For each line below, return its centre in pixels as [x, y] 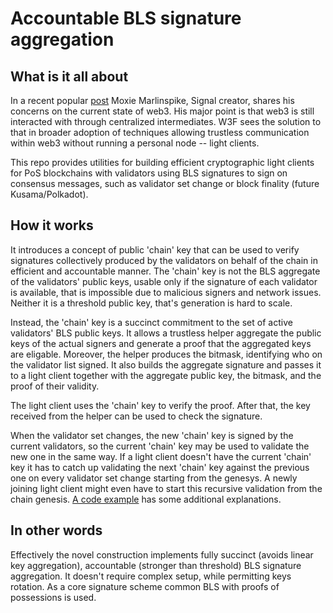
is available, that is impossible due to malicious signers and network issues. [166, 292]
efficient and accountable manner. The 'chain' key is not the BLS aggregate [165, 271]
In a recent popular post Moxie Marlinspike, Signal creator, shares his [152, 100]
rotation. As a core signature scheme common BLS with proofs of [145, 586]
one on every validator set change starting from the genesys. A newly [154, 478]
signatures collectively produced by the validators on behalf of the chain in [164, 260]
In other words [56, 530]
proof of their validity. [55, 386]
